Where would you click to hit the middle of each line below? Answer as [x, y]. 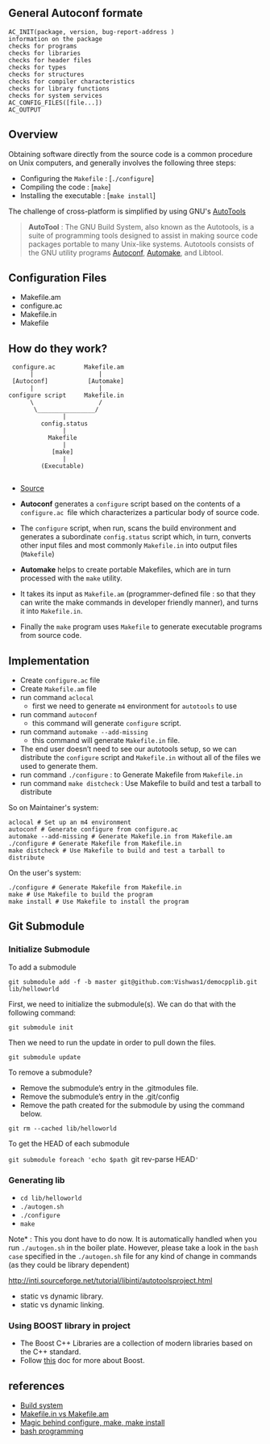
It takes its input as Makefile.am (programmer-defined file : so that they [138, 594]
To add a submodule [42, 967]
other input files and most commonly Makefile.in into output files [129, 546]
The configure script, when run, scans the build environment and [128, 528]
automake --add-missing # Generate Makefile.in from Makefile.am [120, 837]
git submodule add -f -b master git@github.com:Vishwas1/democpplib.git [133, 982]
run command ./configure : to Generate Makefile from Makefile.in [131, 775]
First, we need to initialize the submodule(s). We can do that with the [122, 1004]
